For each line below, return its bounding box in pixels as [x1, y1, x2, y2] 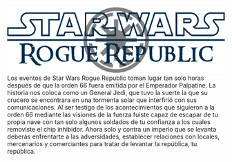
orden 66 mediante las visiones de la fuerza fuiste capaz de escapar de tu [7, 110, 219, 119]
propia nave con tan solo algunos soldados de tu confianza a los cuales [7, 117, 211, 126]
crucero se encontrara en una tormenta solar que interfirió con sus [7, 96, 197, 104]
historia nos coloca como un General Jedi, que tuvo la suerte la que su [7, 88, 209, 97]
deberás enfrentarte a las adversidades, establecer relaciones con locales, [7, 132, 220, 141]
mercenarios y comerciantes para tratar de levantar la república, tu [7, 139, 197, 148]
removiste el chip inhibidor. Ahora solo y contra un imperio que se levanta [7, 125, 217, 133]
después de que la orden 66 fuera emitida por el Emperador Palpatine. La [7, 81, 216, 89]
